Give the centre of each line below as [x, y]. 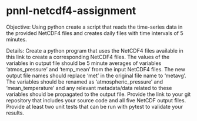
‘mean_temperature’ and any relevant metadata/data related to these [89, 88]
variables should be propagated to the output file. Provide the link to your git [98, 94]
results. [15, 113]
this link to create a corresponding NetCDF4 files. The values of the [88, 57]
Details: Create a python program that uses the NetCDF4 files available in [95, 50]
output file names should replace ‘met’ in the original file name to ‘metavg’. [96, 75]
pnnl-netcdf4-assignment [71, 11]
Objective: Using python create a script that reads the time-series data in [94, 27]
